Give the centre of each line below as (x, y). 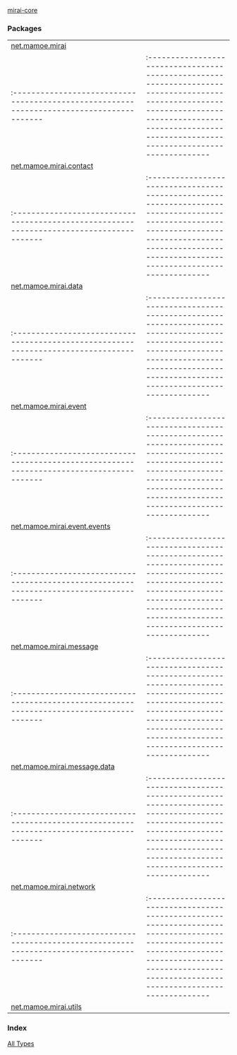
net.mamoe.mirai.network (53, 887)
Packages (25, 28)
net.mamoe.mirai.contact (52, 166)
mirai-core (23, 10)
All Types (21, 1043)
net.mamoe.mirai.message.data (63, 767)
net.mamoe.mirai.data (47, 286)
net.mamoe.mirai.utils (47, 1007)
